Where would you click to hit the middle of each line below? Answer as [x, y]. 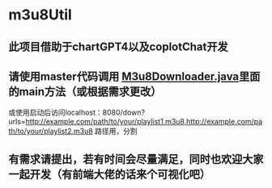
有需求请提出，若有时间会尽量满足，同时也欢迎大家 [136, 159]
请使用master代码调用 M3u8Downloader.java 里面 [134, 76]
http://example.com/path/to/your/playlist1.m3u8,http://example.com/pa [144, 122]
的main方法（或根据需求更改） [85, 92]
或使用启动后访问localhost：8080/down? [77, 113]
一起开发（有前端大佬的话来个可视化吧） [109, 174]
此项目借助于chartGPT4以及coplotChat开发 [118, 46]
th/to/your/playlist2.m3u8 [51, 132]
